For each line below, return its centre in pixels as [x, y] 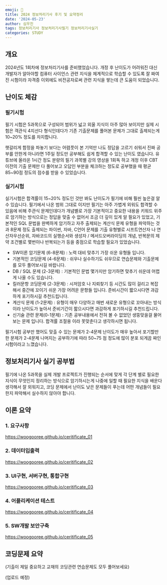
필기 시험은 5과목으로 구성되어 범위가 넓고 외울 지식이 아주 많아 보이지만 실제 [80, 124]
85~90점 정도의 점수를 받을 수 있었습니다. [46, 172]
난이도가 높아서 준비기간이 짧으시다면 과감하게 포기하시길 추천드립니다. [90, 308]
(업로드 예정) [17, 578]
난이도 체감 [21, 97]
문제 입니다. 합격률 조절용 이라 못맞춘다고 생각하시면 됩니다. [80, 321]
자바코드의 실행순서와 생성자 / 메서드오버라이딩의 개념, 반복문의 [93, 235]
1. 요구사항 [17, 425]
